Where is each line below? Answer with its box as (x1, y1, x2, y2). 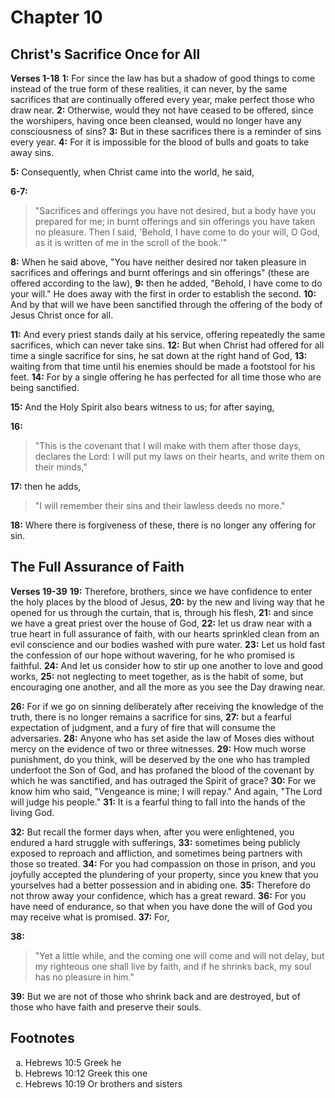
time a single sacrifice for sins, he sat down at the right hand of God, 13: (10, 350, 308, 361)
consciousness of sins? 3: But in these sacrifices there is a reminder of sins (10, 126, 322, 137)
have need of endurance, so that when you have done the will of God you (10, 900, 313, 912)
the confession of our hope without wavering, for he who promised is (10, 649, 295, 661)
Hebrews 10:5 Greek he (24, 1056, 122, 1068)
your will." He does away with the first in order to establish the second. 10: (10, 288, 317, 300)
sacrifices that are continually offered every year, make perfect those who (10, 94, 315, 105)
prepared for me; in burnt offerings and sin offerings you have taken (34, 216, 316, 227)
